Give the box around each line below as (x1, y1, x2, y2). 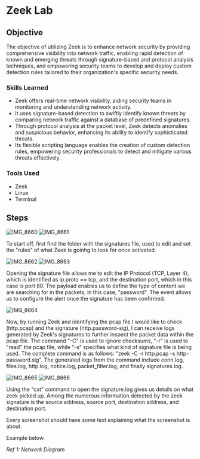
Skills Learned (6, 83, 49, 91)
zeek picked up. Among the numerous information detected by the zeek (6, 392, 183, 399)
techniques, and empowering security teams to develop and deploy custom (6, 62, 192, 69)
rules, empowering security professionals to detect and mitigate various (14, 148, 192, 155)
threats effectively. (14, 154, 61, 161)
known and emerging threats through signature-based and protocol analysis (6, 56, 194, 63)
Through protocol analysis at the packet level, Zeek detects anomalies (14, 123, 187, 130)
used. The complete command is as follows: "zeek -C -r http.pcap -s (6, 350, 176, 357)
